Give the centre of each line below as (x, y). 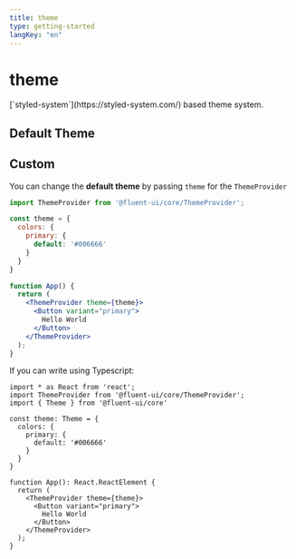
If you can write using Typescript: (72, 371)
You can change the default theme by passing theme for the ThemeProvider (148, 186)
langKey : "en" (36, 34)
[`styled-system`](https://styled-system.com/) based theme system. (137, 104)
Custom (32, 164)
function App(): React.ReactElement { (82, 483)
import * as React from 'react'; (72, 387)
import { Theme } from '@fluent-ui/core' (89, 403)
